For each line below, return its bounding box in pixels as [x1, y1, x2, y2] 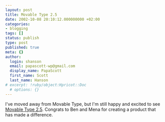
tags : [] [5, 31, 24, 36]
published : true [5, 45, 39, 50]
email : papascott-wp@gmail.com [10, 64, 75, 69]
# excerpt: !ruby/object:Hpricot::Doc [5, 82, 87, 87]
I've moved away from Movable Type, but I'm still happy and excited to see [5, 101, 160, 107]
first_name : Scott [10, 73, 49, 78]
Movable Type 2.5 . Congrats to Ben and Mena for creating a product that [5, 106, 156, 112]
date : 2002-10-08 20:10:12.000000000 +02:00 [5, 17, 100, 22]
